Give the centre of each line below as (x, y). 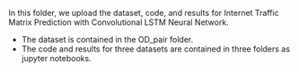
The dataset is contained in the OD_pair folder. (107, 40)
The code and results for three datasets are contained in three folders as (156, 49)
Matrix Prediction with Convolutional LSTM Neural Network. (119, 22)
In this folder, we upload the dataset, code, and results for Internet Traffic (144, 13)
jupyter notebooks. (56, 58)
